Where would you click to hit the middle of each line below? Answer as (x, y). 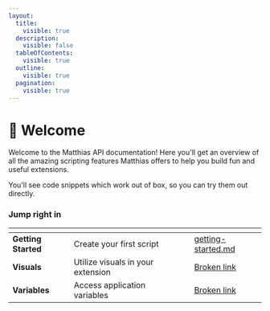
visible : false (48, 46)
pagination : (36, 83)
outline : (30, 68)
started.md (215, 248)
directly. (22, 194)
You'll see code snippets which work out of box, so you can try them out (128, 185)
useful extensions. (39, 170)
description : (37, 38)
